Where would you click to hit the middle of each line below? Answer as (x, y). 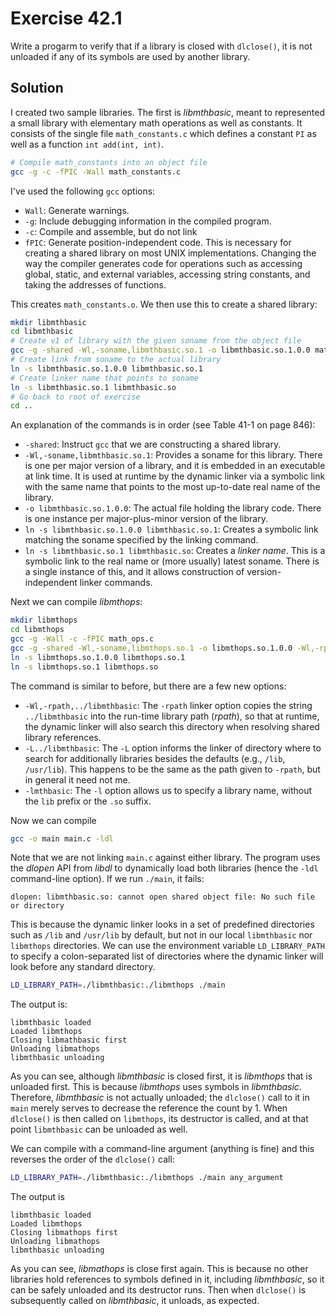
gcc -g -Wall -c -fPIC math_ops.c (82, 639)
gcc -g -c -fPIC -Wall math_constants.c (96, 172)
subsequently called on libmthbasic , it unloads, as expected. (135, 1301)
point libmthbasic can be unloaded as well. (99, 1129)
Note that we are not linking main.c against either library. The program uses (165, 858)
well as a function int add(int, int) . (87, 144)
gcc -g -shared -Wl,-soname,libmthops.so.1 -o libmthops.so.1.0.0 (151, 648)
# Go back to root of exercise (75, 397)
